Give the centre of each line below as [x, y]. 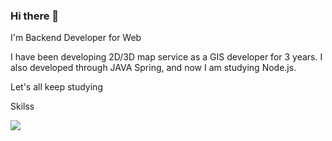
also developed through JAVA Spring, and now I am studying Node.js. [153, 68]
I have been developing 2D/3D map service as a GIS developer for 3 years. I [166, 57]
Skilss [22, 106]
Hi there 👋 [35, 16]
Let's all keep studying [56, 87]
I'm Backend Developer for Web [76, 38]
